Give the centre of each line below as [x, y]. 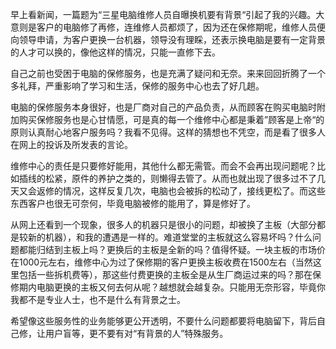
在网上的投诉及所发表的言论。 [71, 144]
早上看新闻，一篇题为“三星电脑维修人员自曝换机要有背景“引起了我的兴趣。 [163, 14]
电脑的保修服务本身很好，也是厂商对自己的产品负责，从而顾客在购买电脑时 [163, 107]
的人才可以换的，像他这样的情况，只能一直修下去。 [115, 52]
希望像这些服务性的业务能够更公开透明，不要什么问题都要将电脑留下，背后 [163, 321]
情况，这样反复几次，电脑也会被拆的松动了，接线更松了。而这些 [194, 191]
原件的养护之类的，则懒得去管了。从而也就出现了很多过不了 [194, 178]
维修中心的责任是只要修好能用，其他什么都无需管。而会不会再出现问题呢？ [163, 166]
